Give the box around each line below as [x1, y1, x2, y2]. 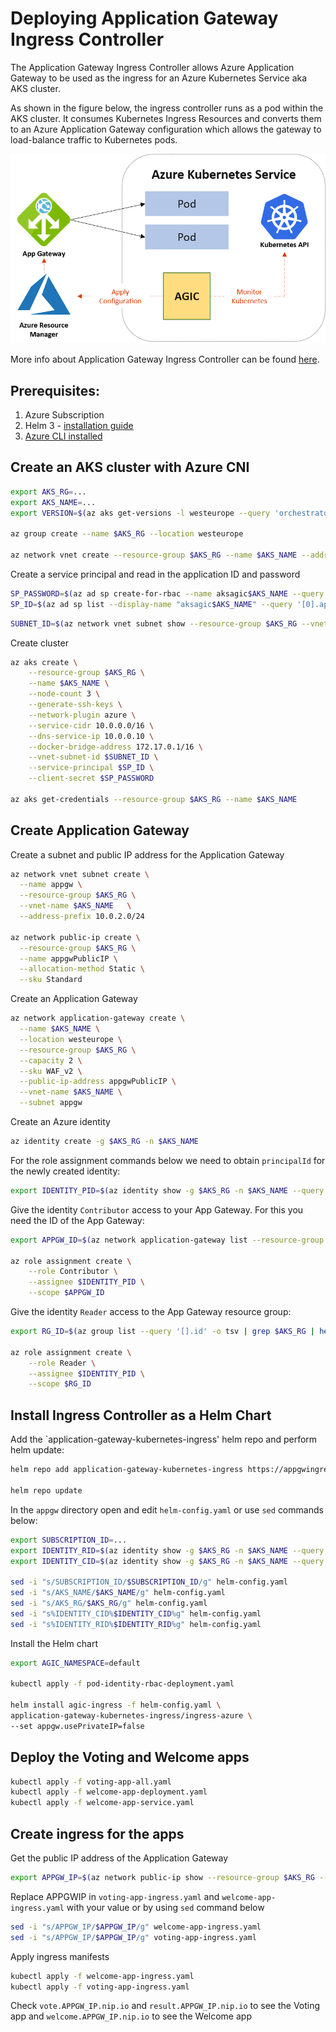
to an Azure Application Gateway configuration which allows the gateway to [10, 123, 322, 135]
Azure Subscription [24, 408, 105, 421]
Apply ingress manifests [10, 1950, 110, 1962]
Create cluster [10, 637, 69, 649]
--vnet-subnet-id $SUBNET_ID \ [28, 752, 159, 762]
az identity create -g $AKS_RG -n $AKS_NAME [10, 1137, 199, 1147]
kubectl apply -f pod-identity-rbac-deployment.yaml [10, 1679, 235, 1689]
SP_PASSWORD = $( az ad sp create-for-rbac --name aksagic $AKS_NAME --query [10, 588, 325, 599]
